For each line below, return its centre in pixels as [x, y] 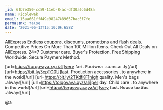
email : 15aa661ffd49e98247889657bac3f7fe [48, 19]
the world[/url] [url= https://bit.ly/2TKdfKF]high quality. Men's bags [72, 77]
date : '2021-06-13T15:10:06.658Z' [40, 28]
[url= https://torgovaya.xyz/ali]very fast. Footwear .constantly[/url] [71, 67]
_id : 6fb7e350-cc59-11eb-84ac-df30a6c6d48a [50, 10]
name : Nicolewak [21, 14]
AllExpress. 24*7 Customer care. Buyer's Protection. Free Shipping [72, 52]
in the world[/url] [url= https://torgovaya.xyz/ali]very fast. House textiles [77, 88]
